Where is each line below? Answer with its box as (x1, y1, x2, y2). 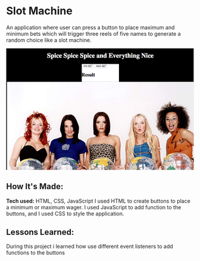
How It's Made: (6, 181, 64, 191)
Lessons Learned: (6, 227, 74, 237)
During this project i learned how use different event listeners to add (6, 243, 174, 250)
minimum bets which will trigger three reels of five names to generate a (6, 30, 181, 37)
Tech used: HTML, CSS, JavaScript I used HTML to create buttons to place (6, 197, 190, 205)
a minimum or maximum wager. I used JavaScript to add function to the (6, 203, 182, 210)
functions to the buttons (6, 249, 65, 256)
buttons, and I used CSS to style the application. (6, 210, 124, 217)
